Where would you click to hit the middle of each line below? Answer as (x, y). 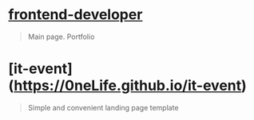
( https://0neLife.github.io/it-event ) (128, 86)
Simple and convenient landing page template (103, 107)
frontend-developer (75, 15)
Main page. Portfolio (61, 37)
